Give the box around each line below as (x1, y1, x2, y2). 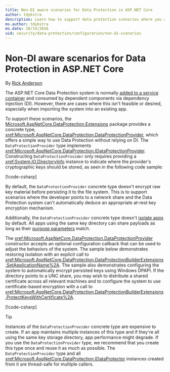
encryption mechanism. (5, 205, 55, 211)
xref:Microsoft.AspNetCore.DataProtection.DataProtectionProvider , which (5, 132, 158, 138)
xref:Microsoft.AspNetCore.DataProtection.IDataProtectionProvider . (5, 147, 146, 154)
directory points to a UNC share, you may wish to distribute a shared (5, 273, 148, 279)
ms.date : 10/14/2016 (5, 26, 49, 31)
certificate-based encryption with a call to (5, 283, 93, 289)
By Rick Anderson (5, 80, 42, 86)
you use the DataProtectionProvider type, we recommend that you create (5, 339, 159, 346)
